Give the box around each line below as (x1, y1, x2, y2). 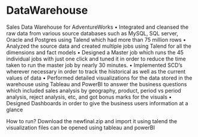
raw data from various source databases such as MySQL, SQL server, (6, 29, 179, 36)
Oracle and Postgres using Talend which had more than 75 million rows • (6, 36, 187, 43)
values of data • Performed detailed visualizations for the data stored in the (6, 74, 193, 81)
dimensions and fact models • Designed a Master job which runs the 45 (6, 48, 184, 56)
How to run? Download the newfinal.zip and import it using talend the (6, 117, 178, 124)
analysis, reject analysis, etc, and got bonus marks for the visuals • (6, 93, 172, 101)
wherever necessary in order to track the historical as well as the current (6, 68, 186, 75)
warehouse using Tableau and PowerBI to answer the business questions (6, 80, 187, 87)
